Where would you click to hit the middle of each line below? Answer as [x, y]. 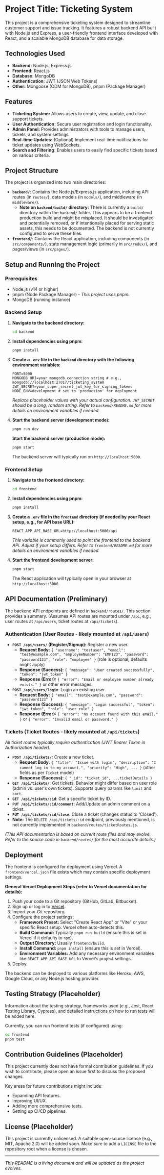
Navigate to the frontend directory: [48, 480]
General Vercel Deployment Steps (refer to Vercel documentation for [76, 887]
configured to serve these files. [51, 233]
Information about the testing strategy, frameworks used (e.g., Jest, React [79, 1005]
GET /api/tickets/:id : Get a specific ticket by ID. [61, 799]
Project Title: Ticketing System [69, 9]
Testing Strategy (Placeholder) [53, 994]
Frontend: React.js [31, 71]
